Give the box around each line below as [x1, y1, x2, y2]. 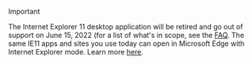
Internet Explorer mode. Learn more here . [8, 47, 144, 56]
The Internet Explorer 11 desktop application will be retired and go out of [8, 22, 243, 31]
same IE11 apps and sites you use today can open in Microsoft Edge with [8, 39, 245, 48]
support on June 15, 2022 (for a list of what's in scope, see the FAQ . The [8, 31, 245, 40]
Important [8, 7, 40, 16]
